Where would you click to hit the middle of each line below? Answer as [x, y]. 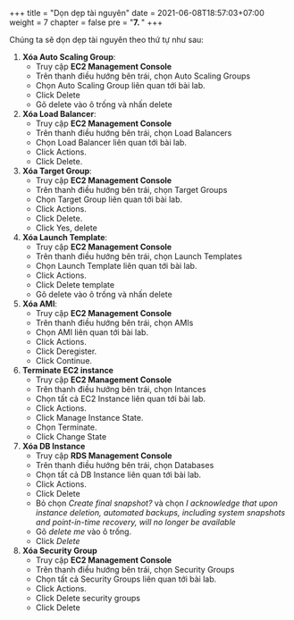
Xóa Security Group [60, 550]
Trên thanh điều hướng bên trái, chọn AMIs [114, 323]
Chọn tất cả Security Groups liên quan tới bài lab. [126, 579]
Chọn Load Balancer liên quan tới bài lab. [111, 142]
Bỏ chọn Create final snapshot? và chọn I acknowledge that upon [157, 503]
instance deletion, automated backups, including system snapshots [160, 512]
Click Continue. [63, 360]
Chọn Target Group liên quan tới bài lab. [109, 199]
